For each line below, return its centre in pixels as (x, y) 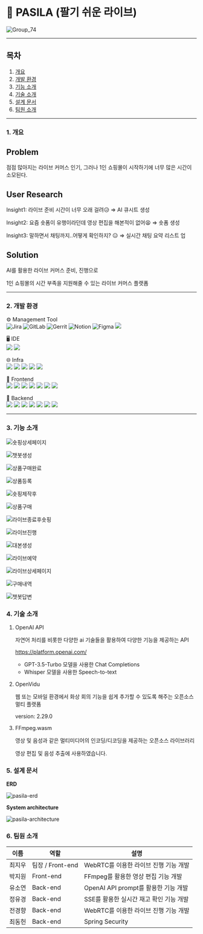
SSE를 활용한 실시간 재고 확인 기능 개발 (136, 899)
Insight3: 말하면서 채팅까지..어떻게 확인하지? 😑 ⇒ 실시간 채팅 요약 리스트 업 (96, 235)
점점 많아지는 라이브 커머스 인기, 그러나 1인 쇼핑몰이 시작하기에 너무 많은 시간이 (99, 168)
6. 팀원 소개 (22, 836)
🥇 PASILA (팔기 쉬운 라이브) (72, 12)
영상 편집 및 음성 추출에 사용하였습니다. (61, 753)
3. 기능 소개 (22, 428)
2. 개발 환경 (22, 306)
